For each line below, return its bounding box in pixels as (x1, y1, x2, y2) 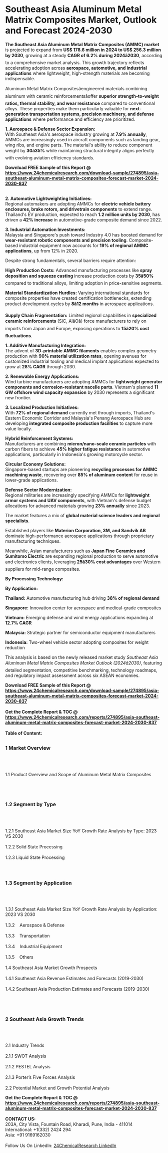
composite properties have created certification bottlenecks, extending (5, 295, 151, 301)
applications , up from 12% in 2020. (5, 248, 78, 254)
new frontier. (5, 394, 31, 400)
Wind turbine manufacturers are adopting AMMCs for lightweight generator (5, 378, 162, 384)
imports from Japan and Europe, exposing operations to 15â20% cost (5, 325, 149, 331)
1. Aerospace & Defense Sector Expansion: (5, 126, 96, 132)
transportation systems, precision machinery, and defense (29, 111, 154, 117)
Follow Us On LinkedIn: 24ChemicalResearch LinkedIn (5, 1142, 116, 1148)
